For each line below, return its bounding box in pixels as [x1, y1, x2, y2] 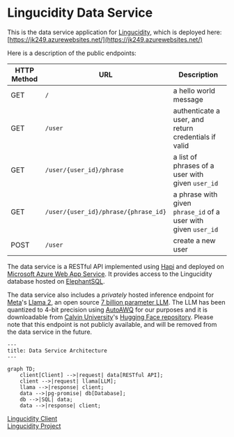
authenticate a [173, 106, 221, 116]
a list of [173, 152, 197, 162]
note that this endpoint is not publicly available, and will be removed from [7, 320, 217, 328]
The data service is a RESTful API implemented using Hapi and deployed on [7, 262, 224, 270]
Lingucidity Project [7, 422, 61, 430]
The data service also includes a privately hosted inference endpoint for [7, 291, 214, 299]
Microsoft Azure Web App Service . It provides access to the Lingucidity [7, 270, 212, 278]
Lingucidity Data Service [7, 5, 153, 21]
